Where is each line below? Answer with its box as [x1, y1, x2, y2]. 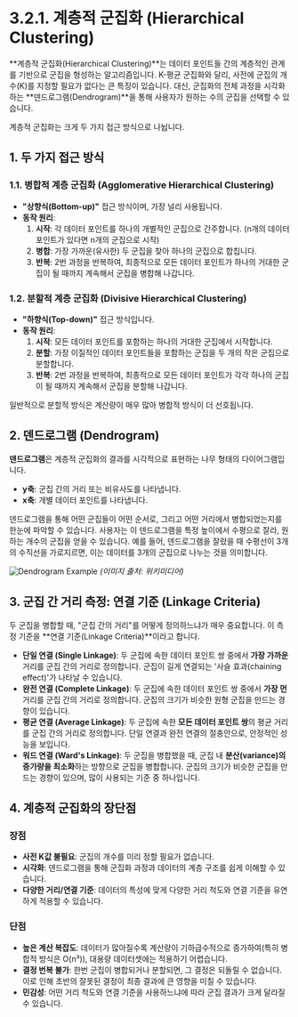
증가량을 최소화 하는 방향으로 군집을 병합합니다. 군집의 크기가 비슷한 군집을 [21, 761, 278, 771]
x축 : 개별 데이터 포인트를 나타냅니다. [21, 495, 149, 505]
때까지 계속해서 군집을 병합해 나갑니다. [61, 268, 195, 278]
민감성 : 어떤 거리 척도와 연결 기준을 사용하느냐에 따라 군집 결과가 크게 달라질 [21, 987, 286, 997]
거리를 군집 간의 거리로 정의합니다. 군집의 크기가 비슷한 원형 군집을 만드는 [21, 694, 277, 705]
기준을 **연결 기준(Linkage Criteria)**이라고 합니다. [18, 631, 200, 642]
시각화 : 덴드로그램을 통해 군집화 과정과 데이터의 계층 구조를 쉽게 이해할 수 [21, 862, 277, 873]
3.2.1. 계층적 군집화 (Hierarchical [9, 8, 245, 28]
